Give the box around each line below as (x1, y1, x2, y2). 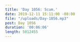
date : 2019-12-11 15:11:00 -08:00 (5, 12, 76, 16)
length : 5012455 (5, 29, 38, 34)
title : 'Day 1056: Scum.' (5, 7, 58, 12)
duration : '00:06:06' (5, 25, 49, 30)
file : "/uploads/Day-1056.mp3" (5, 16, 69, 21)
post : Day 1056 (5, 20, 36, 26)
